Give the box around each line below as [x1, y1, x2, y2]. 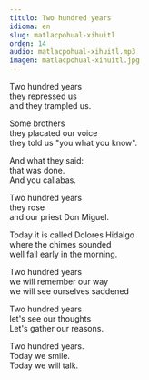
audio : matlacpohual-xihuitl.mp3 [9, 47, 136, 57]
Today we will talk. [9, 360, 79, 371]
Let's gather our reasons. [9, 323, 104, 333]
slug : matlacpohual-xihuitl [9, 30, 116, 39]
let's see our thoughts [9, 313, 92, 324]
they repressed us [9, 90, 77, 101]
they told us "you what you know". [9, 138, 138, 148]
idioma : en [9, 22, 51, 31]
